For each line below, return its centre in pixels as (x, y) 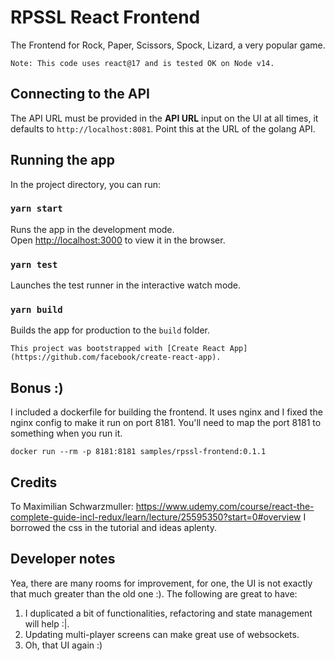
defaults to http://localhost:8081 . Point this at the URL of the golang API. (163, 128)
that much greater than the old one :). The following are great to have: (154, 593)
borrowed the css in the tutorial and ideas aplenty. (113, 528)
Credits (34, 482)
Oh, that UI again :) (63, 645)
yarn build (36, 310)
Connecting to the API (80, 94)
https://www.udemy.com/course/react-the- (225, 507)
